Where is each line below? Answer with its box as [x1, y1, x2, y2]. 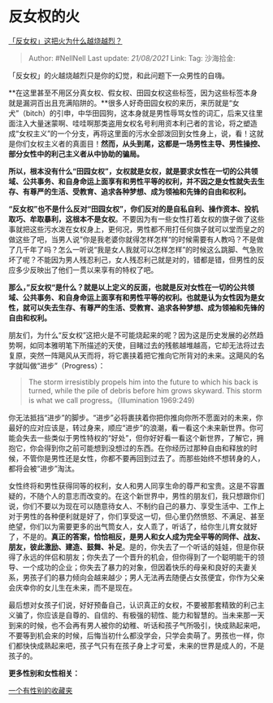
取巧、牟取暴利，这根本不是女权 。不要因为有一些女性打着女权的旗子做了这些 [8, 213, 265, 224]
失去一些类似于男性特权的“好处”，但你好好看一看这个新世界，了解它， [22, 433, 258, 442]
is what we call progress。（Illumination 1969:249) [28, 395, 195, 405]
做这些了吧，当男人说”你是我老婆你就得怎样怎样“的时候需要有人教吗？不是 [8, 234, 258, 244]
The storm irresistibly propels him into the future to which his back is [28, 376, 258, 387]
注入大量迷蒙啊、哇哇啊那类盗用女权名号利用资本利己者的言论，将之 [15, 118, 244, 128]
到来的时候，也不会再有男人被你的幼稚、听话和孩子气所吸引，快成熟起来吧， [8, 620, 265, 630]
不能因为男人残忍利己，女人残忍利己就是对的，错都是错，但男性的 [36, 254, 258, 265]
